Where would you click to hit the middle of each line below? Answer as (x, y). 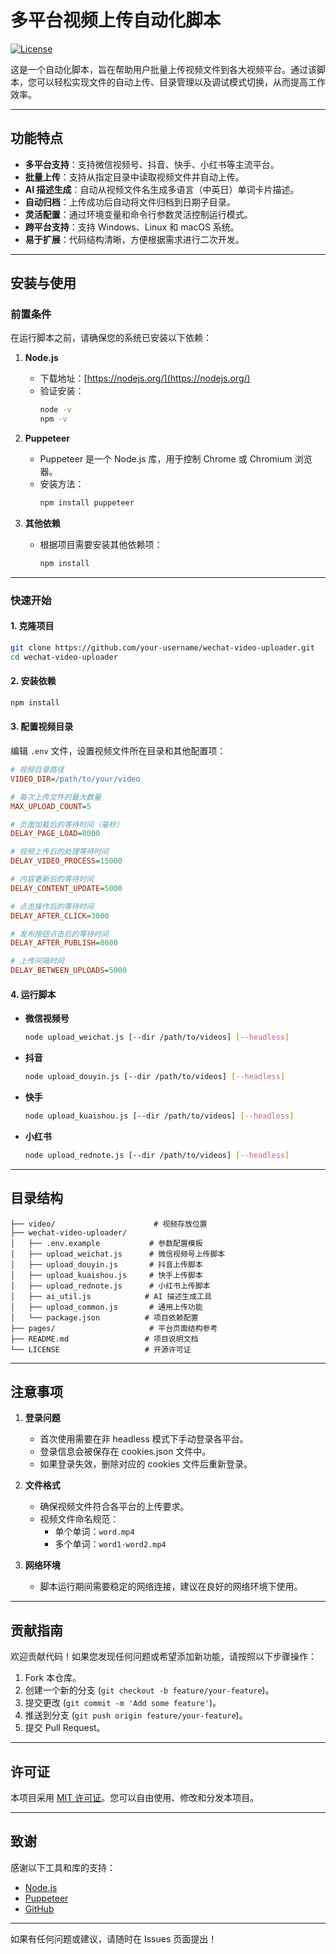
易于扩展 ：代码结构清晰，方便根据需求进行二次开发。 (134, 239)
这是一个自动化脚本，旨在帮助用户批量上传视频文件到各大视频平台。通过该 (163, 69)
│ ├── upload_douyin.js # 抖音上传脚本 (106, 1264)
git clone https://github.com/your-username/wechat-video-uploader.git (162, 648)
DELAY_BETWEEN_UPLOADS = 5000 (69, 971)
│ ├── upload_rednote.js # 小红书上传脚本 (110, 1286)
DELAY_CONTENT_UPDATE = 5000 (66, 888)
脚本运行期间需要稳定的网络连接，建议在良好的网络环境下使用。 (171, 1587)
